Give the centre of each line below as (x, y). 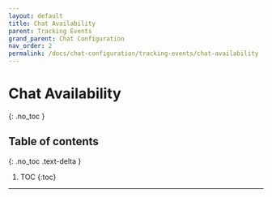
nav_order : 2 (30, 46)
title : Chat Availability (52, 24)
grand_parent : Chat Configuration (67, 39)
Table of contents (53, 141)
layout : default (36, 16)
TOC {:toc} (38, 177)
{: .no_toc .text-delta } (45, 161)
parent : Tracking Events (50, 31)
